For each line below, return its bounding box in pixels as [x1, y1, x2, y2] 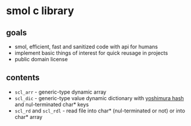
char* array [14, 113, 43, 120]
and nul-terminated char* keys [14, 101, 89, 108]
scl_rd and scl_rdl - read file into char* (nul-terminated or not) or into [14, 107, 185, 114]
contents [6, 72, 40, 83]
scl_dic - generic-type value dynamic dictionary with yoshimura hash [14, 94, 184, 101]
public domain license [14, 56, 68, 62]
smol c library [6, 4, 75, 18]
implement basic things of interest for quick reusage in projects [14, 49, 169, 57]
